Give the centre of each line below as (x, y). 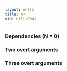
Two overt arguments (32, 50)
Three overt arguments (33, 63)
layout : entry (20, 10)
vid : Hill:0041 (21, 19)
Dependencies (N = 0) (32, 36)
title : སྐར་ (16, 14)
